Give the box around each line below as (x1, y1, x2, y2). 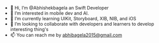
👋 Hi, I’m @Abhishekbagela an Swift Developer (10, 5, 109, 11)
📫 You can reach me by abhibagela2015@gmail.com (10, 32, 122, 38)
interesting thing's (10, 26, 49, 32)
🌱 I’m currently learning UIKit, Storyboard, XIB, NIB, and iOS (10, 16, 136, 21)
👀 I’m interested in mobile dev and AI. (10, 10, 89, 16)
